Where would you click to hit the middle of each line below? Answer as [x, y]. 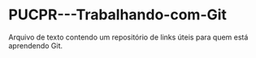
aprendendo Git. [36, 45]
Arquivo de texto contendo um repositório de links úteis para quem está [128, 37]
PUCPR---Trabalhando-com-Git [118, 15]
